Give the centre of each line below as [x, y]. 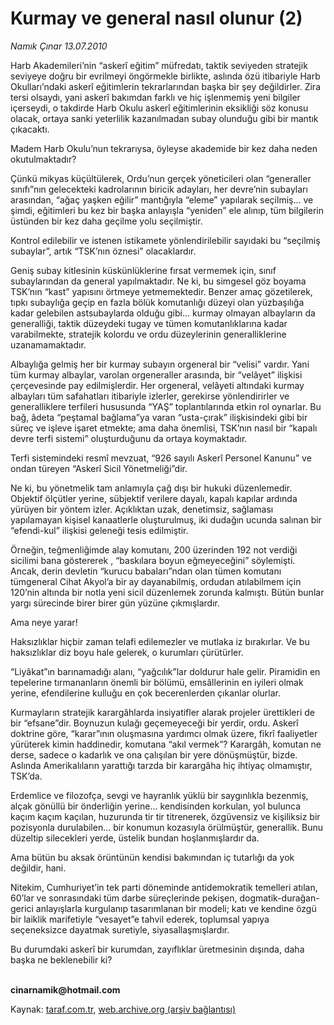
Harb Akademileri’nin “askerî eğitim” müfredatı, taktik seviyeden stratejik [159, 65]
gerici [22, 908]
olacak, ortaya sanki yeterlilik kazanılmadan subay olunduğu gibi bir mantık [164, 118]
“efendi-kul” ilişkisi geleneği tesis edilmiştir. [99, 530]
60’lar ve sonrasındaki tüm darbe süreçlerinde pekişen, [124, 898]
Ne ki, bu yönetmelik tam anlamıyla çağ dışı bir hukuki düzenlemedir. [151, 488]
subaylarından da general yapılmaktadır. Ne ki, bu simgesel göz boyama [158, 281]
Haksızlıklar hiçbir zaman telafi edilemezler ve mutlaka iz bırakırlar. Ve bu [160, 641]
